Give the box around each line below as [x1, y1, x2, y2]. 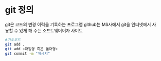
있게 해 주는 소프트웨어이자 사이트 [19, 27, 83, 33]
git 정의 [5, 4, 34, 16]
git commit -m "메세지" [5, 51, 50, 56]
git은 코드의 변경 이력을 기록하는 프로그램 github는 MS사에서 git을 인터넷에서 [5, 21, 151, 27]
